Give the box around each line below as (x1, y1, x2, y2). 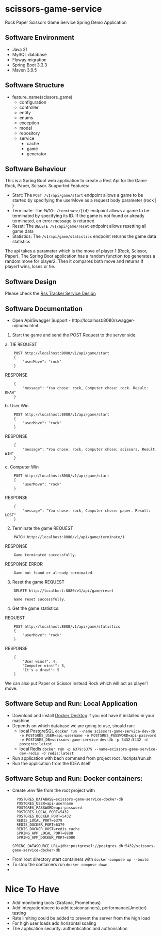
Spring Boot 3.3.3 (12, 62, 48, 67)
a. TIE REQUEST (5, 341, 37, 347)
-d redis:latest (41, 751, 74, 756)
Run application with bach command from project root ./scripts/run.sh (12, 755, 152, 761)
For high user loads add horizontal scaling (12, 920, 96, 926)
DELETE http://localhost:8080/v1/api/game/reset (14, 588, 114, 593)
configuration (19, 99, 47, 105)
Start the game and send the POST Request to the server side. (12, 332, 137, 338)
